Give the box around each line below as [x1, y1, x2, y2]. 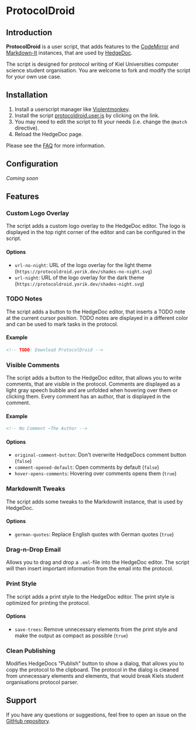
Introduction [6, 28, 53, 38]
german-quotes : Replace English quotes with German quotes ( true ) [14, 530, 174, 538]
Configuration [6, 159, 59, 169]
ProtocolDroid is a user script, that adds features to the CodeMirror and [6, 43, 180, 50]
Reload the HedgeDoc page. [14, 130, 83, 137]
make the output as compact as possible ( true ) [14, 632, 129, 639]
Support [6, 695, 37, 705]
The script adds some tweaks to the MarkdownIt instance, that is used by [6, 498, 183, 505]
